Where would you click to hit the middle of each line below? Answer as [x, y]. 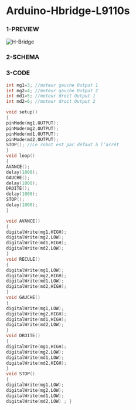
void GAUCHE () [23, 298]
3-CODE [18, 73]
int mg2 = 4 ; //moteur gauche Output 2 [52, 90]
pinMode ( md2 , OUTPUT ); [33, 139]
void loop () [21, 156]
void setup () [22, 112]
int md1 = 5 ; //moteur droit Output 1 [51, 96]
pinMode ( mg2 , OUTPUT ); [33, 128]
